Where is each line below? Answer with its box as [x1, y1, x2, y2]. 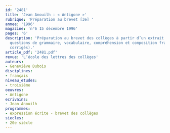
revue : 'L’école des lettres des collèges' [5, 54, 99, 60]
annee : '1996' [5, 21, 35, 27]
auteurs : [5, 59, 24, 64]
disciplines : [5, 69, 33, 74]
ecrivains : [5, 97, 28, 102]
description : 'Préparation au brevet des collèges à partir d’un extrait [5, 36, 164, 41]
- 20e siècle [5, 120, 33, 125]
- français [5, 73, 28, 78]
